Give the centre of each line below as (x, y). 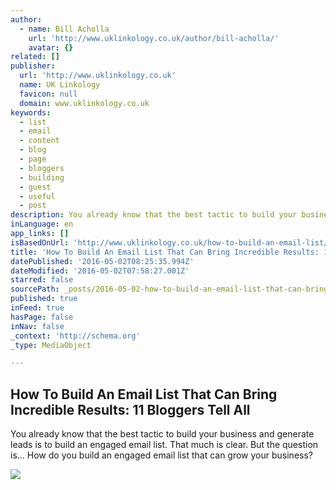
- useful (37, 196)
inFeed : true (37, 308)
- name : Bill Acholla (64, 29)
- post (33, 206)
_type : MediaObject (51, 345)
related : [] (35, 57)
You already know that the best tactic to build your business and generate (162, 434)
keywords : (31, 112)
